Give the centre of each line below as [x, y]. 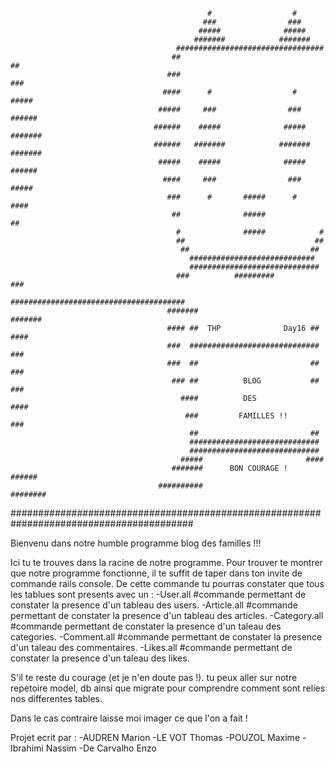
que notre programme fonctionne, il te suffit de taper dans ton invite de [156, 573]
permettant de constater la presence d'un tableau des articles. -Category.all [167, 615]
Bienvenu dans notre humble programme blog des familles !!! [136, 543]
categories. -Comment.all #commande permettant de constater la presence [166, 637]
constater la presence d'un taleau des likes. [100, 658]
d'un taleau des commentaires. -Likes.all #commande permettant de [151, 647]
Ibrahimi [27, 748]
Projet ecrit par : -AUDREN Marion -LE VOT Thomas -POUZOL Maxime [155, 737]
